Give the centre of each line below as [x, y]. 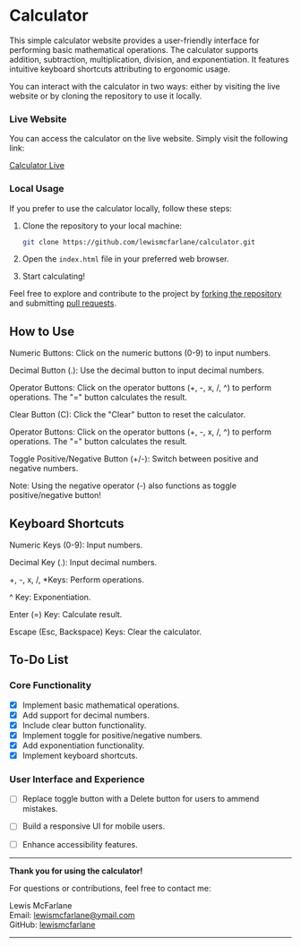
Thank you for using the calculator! [76, 871]
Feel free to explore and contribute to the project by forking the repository [146, 294]
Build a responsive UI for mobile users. [94, 826]
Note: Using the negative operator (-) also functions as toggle [123, 486]
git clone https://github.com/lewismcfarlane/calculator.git [139, 242]
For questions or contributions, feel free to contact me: [111, 888]
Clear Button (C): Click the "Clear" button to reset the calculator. [128, 415]
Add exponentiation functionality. [83, 745]
